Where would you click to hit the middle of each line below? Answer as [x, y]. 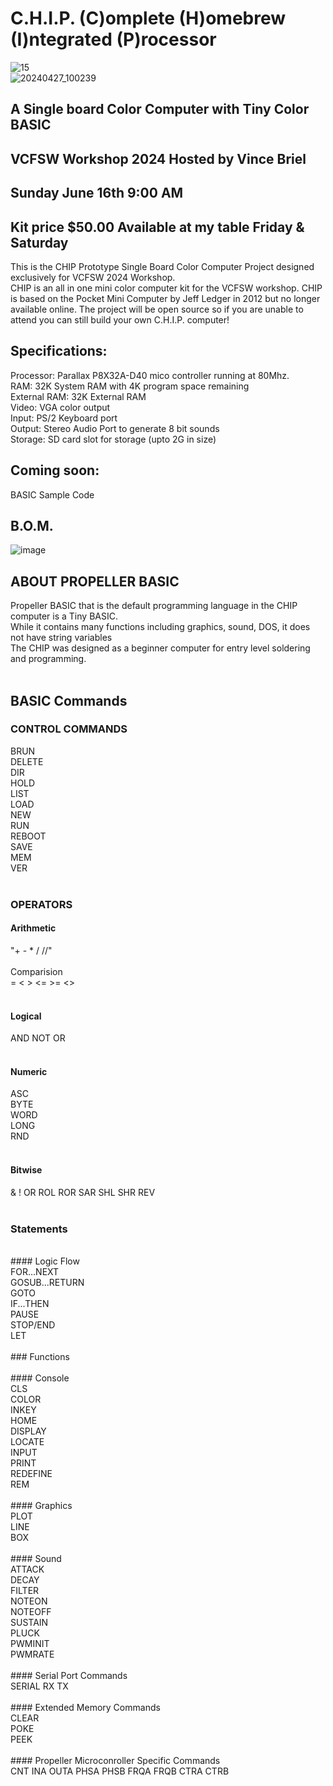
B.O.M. [32, 525]
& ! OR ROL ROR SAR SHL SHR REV [83, 1192]
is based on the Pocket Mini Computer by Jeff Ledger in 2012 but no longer [165, 298]
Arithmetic [33, 928]
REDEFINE [31, 1473]
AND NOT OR [38, 1038]
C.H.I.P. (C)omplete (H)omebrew [148, 18]
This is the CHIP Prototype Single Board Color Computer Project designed [162, 266]
